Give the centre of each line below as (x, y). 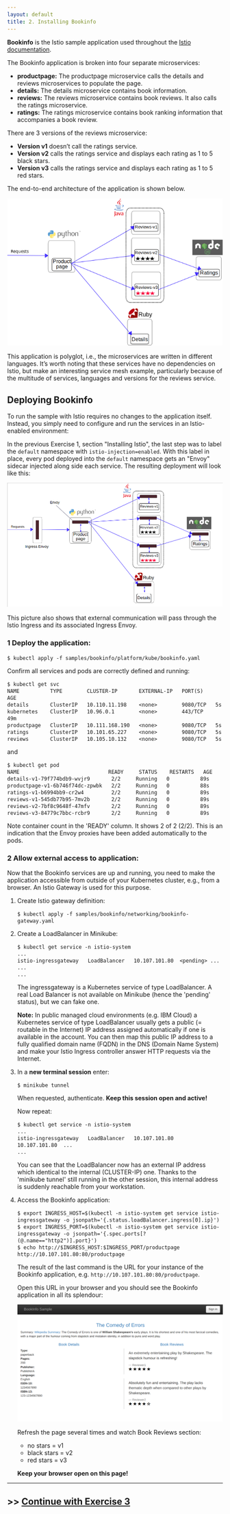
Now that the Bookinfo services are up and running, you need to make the (111, 873)
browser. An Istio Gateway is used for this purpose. (79, 887)
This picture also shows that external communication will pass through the (112, 618)
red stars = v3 (47, 1460)
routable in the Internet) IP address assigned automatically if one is (111, 1030)
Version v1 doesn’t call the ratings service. (77, 146)
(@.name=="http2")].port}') (57, 1241)
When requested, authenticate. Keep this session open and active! (112, 1098)
